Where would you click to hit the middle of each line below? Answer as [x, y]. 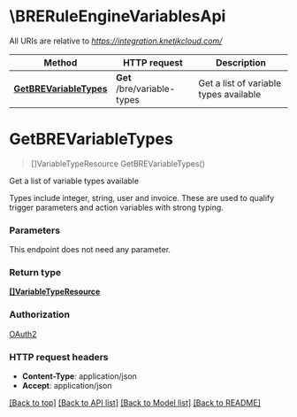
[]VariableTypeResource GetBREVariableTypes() [118, 163]
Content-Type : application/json [79, 376]
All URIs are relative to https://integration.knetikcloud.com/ [116, 41]
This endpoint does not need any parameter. [90, 250]
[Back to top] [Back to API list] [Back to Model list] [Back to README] [135, 403]
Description [241, 62]
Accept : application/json [67, 386]
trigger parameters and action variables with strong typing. [116, 207]
